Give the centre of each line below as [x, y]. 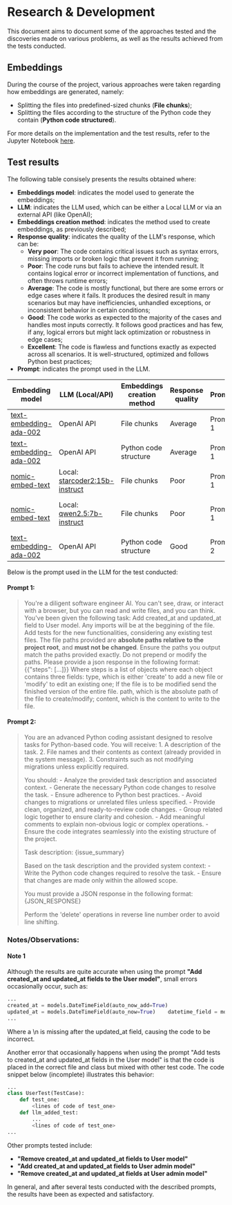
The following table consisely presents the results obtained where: [102, 179]
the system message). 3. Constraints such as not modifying [108, 759]
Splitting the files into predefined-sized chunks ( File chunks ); [104, 105]
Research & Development [81, 12]
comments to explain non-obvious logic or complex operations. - [116, 824]
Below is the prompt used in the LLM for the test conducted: [93, 572]
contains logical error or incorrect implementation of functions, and [123, 273]
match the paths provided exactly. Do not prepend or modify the [115, 654]
